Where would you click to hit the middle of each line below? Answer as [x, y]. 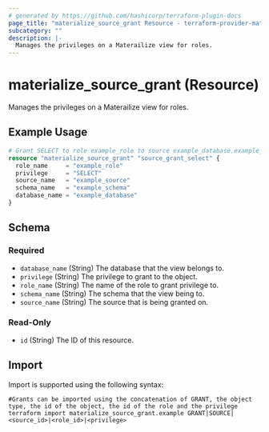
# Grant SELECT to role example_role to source [89, 150]
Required [26, 250]
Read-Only [30, 322]
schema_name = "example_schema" [73, 188]
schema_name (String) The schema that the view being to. [112, 294]
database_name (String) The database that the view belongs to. [122, 268]
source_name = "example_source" [73, 181]
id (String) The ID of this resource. [77, 340]
